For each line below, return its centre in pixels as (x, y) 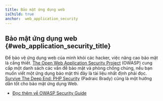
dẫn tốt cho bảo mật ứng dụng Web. (42, 84)
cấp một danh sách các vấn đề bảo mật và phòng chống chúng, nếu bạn (79, 68)
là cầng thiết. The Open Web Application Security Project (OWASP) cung (79, 63)
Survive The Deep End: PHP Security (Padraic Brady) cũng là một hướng (79, 79)
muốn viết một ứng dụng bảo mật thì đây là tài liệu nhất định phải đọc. (76, 73)
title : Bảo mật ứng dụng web (35, 10)
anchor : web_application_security (42, 19)
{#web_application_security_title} (58, 46)
